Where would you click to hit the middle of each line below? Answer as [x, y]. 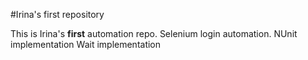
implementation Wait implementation [86, 44]
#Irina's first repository [57, 14]
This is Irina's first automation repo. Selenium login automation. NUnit [154, 33]
